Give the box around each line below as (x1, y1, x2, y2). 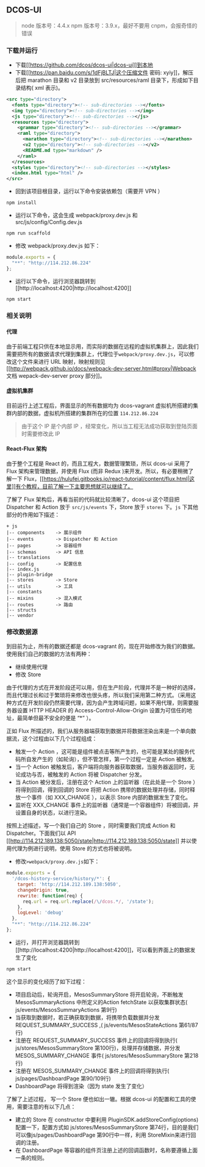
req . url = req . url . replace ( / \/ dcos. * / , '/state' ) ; (22, 898, 154, 905)
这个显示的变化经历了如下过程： (6, 978, 87, 985)
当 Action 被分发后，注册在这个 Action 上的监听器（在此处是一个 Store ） (15, 778, 199, 786)
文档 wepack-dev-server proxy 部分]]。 (6, 372, 106, 379)
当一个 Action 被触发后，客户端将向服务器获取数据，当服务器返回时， (15, 763, 190, 771)
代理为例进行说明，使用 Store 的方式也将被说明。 (11, 845, 135, 852)
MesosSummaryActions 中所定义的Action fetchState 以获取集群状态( (15, 998, 188, 1006)
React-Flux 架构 (6, 445, 47, 452)
